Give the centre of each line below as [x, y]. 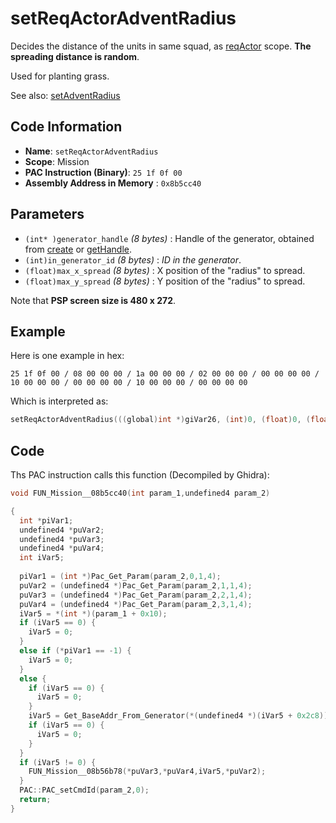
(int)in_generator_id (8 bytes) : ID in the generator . [133, 259]
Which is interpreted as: [59, 401]
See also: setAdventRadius [65, 95]
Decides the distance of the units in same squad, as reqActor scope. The [161, 46]
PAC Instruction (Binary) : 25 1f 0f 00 [103, 172]
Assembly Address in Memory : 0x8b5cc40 [113, 183]
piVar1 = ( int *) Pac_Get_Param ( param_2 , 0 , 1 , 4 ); [120, 577]
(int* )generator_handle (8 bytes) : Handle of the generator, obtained [169, 238]
